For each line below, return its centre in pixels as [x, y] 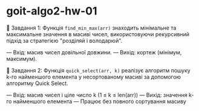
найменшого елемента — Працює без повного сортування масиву [99, 101]
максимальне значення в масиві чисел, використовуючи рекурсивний [98, 34]
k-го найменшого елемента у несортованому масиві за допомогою [94, 77]
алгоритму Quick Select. [37, 83]
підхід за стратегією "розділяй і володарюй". [64, 40]
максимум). [22, 59]
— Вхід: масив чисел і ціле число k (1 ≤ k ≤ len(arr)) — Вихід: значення [97, 95]
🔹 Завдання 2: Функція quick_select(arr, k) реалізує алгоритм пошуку [98, 70]
